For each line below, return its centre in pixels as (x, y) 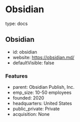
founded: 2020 (28, 98)
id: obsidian (25, 52)
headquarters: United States (42, 104)
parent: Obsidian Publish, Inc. (44, 87)
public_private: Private (36, 109)
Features (17, 76)
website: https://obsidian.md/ (44, 57)
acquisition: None (31, 114)
